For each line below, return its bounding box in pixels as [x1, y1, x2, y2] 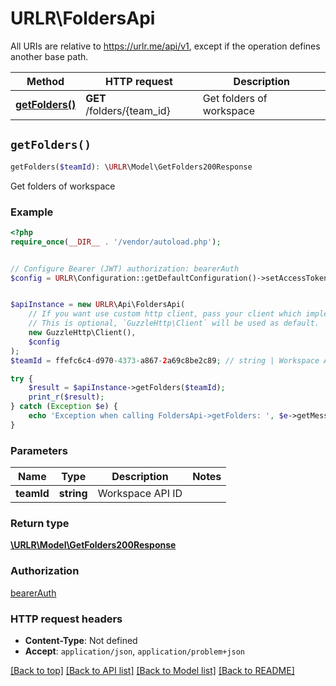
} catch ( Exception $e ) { [10, 402, 118, 412]
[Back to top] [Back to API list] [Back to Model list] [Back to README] [10, 664, 295, 676]
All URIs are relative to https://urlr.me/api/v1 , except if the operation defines [10, 40, 321, 52]
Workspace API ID [97, 487, 183, 501]
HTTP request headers [10, 612, 123, 626]
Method [26, 74, 65, 88]
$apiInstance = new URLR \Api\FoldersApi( [10, 300, 186, 310]
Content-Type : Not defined [24, 634, 138, 646]
